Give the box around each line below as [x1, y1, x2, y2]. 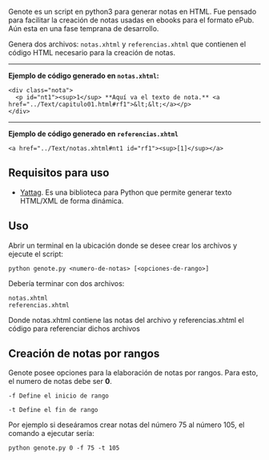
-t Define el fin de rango [8, 406, 98, 414]
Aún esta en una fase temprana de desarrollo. [8, 24, 159, 33]
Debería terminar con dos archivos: [8, 278, 125, 288]
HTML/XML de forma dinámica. [19, 196, 124, 205]
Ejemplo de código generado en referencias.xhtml [8, 129, 179, 139]
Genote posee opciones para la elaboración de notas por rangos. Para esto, [8, 368, 259, 377]
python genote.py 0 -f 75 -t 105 [8, 444, 120, 452]
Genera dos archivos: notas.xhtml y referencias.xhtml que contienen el [8, 39, 247, 49]
